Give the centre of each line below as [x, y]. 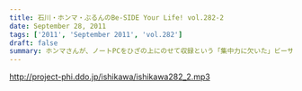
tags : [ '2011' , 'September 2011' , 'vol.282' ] [96, 34]
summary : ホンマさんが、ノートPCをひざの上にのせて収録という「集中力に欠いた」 [142, 51]
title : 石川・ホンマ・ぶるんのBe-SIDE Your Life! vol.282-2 [117, 18]
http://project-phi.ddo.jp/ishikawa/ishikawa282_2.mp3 [110, 77]
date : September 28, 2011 [58, 26]
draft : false [34, 43]
